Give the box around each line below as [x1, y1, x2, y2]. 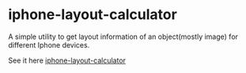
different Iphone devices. [8, 40, 90, 49]
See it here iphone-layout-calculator [8, 56, 127, 65]
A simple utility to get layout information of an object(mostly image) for [8, 32, 239, 41]
